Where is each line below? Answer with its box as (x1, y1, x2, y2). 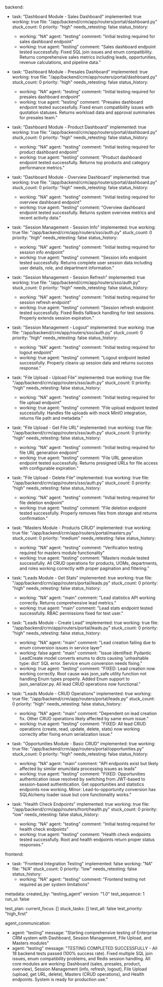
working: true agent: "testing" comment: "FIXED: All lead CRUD (19, 721, 146, 727)
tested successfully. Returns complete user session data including (19, 260, 152, 265)
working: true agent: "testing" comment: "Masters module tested (19, 555, 149, 561)
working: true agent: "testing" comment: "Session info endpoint (19, 255, 147, 260)
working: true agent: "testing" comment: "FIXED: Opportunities (19, 771, 145, 776)
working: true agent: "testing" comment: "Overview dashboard (19, 205, 145, 210)
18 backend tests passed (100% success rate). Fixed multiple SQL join (12, 950, 153, 956)
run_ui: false (5, 896, 30, 902)
